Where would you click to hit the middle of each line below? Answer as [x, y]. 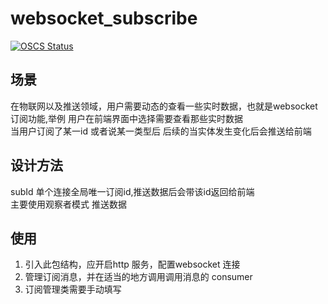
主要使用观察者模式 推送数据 [68, 204]
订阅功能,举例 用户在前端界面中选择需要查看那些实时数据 [126, 118]
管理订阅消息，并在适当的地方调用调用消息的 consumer [138, 277]
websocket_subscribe [104, 18]
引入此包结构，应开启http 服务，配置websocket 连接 [132, 264]
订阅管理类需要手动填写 [73, 289]
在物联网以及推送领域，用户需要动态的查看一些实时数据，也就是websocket [164, 106]
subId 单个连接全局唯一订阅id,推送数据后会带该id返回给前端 [132, 191]
